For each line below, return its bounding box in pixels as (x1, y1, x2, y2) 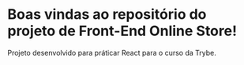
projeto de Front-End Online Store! (7, 22, 238, 40)
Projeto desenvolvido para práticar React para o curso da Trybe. (7, 48, 216, 57)
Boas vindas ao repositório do (7, 5, 207, 23)
